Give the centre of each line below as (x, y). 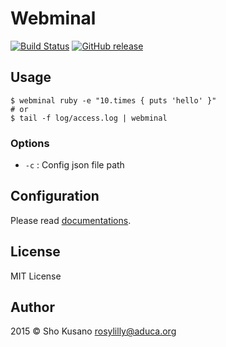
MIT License (36, 276)
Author (32, 307)
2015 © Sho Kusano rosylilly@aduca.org (93, 331)
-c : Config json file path (74, 165)
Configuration (55, 196)
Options (30, 143)
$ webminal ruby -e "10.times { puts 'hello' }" (113, 100)
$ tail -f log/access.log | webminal (89, 118)
